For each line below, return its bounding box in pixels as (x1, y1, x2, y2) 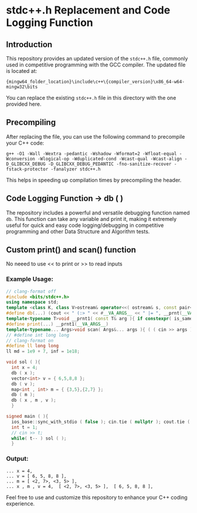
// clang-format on (6, 337, 54, 344)
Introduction (6, 39, 53, 49)
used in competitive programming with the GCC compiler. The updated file (6, 61, 186, 68)
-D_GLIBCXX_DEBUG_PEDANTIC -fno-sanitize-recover (47, 161, 172, 167)
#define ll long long (6, 343, 59, 349)
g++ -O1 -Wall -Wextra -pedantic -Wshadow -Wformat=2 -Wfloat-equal (6, 150, 177, 156)
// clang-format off (6, 289, 57, 294)
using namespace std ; (6, 299, 59, 306)
